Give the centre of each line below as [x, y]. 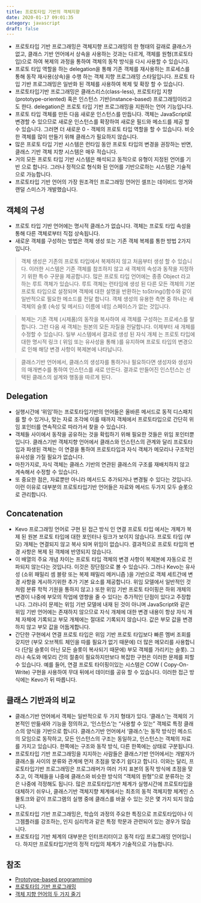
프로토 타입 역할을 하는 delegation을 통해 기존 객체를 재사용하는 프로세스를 [102, 69]
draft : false [22, 29]
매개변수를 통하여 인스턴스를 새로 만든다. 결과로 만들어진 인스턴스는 [106, 370]
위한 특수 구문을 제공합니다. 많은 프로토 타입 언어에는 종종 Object [103, 276]
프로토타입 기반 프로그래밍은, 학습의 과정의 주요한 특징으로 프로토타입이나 [101, 814]
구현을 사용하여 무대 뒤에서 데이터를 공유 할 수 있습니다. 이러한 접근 [110, 672]
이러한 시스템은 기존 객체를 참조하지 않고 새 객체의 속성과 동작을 [103, 269]
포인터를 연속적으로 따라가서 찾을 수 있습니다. [74, 427]
